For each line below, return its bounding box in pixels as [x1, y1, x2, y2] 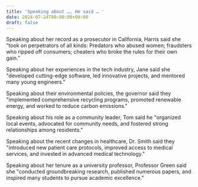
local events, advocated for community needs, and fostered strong [6, 120, 168, 127]
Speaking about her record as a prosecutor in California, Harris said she [6, 36, 181, 43]
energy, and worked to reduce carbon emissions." [6, 103, 128, 110]
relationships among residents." [6, 126, 83, 133]
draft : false [6, 19, 38, 25]
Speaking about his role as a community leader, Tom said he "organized [6, 114, 181, 121]
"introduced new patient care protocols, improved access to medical [6, 144, 173, 151]
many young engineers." [6, 78, 66, 86]
